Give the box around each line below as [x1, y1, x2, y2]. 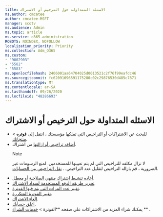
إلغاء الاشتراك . [12, 196, 39, 202]
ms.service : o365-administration [5, 35, 73, 40]
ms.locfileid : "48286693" [5, 94, 58, 98]
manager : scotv [5, 21, 36, 26]
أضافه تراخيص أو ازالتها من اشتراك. [12, 142, 77, 147]
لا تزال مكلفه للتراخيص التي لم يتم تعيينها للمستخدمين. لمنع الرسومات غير [12, 160, 145, 167]
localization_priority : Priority [5, 44, 73, 48]
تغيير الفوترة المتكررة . [12, 191, 52, 196]
